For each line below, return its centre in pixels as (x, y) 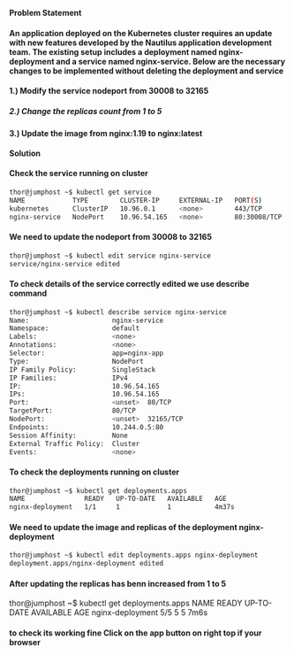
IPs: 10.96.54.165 (85, 394)
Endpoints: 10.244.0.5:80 (87, 427)
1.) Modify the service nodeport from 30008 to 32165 (109, 91)
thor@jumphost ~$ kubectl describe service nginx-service (118, 312)
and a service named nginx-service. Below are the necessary (170, 61)
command (28, 293)
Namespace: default (75, 328)
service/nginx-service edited (65, 264)
